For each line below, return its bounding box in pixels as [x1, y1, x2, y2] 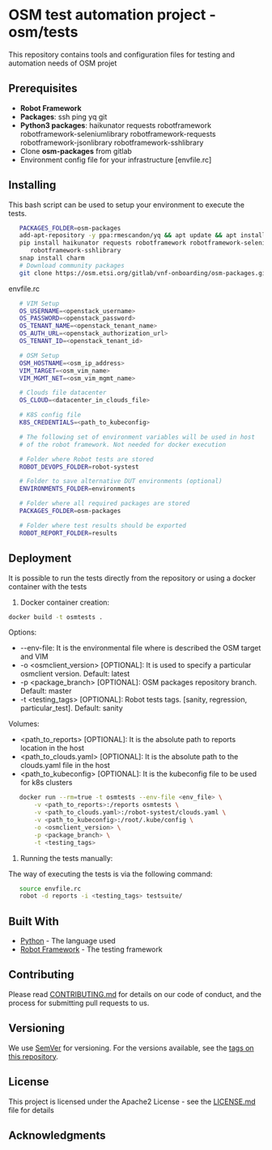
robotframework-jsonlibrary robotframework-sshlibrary [19, 138, 204, 147]
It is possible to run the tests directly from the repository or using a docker [8, 573, 257, 583]
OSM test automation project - [8, 6, 216, 24]
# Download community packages [19, 261, 125, 269]
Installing [8, 178, 57, 192]
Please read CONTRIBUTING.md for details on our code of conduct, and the [8, 989, 261, 999]
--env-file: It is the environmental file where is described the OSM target [19, 643, 261, 653]
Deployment [8, 552, 72, 566]
